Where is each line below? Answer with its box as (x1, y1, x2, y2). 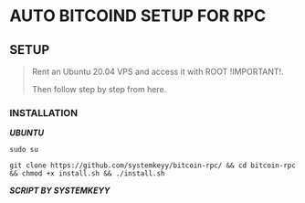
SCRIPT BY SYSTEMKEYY (9, 185, 110, 197)
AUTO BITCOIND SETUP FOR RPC (9, 5, 267, 27)
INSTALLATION (9, 106, 79, 119)
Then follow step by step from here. (31, 84, 167, 94)
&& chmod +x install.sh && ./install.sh (9, 169, 166, 178)
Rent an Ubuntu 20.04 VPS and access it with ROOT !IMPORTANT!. (31, 66, 285, 77)
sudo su (9, 145, 39, 155)
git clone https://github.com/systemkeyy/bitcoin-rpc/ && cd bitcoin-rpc (9, 161, 297, 170)
